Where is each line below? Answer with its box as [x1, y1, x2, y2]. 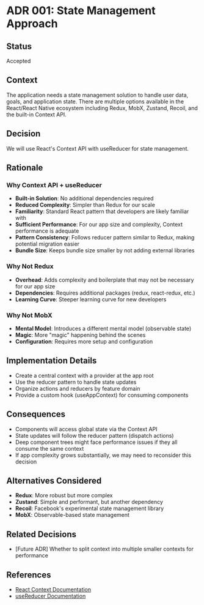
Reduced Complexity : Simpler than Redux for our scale [15, 201, 156, 209]
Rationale [6, 163, 43, 173]
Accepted [6, 58, 31, 64]
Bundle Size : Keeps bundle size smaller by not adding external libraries [15, 247, 195, 254]
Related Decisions [6, 529, 77, 539]
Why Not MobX [6, 310, 53, 319]
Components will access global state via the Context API [15, 425, 158, 432]
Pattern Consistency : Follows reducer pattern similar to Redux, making [15, 234, 195, 241]
